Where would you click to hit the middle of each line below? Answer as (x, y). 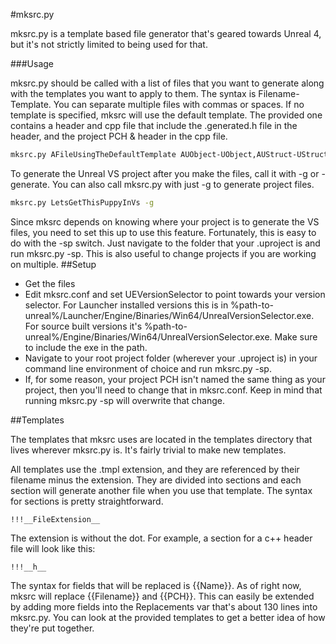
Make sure (296, 336)
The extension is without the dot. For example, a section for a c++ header (161, 538)
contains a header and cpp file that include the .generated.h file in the (154, 125)
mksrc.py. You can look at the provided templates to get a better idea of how (168, 617)
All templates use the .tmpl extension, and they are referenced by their (155, 469)
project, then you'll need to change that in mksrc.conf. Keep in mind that (173, 390)
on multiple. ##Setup (53, 264)
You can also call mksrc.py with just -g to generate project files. (183, 184)
